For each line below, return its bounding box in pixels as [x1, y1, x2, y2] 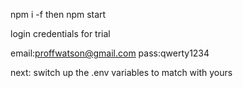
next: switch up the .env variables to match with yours [10, 67, 233, 78]
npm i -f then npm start [10, 9, 107, 20]
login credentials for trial [10, 28, 111, 39]
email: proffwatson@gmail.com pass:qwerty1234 [10, 47, 210, 59]
